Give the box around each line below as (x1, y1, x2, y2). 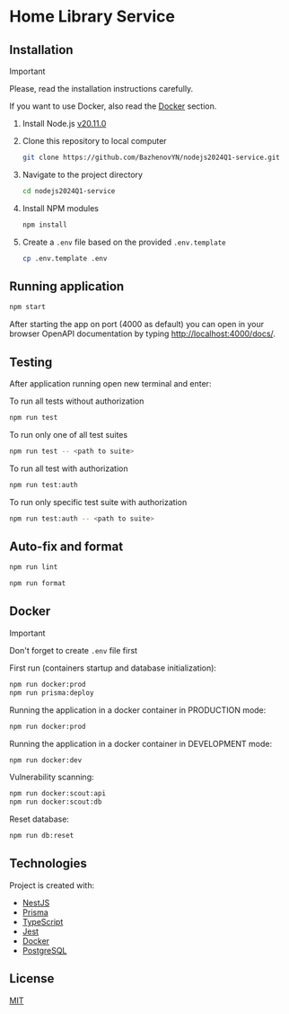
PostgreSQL (22, 945, 67, 956)
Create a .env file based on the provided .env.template (22, 236, 226, 247)
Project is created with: (9, 879, 95, 891)
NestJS (22, 897, 50, 908)
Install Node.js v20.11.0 (22, 119, 107, 129)
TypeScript (22, 916, 64, 927)
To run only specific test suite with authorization (9, 496, 188, 507)
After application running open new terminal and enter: (9, 378, 212, 388)
